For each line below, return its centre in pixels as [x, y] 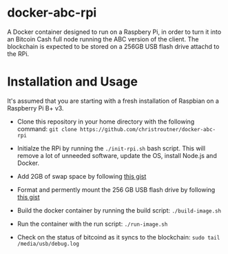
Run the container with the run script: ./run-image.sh [92, 224]
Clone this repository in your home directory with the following [106, 121]
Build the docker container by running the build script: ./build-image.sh [119, 210]
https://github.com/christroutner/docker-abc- [147, 129]
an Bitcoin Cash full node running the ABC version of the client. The [103, 39]
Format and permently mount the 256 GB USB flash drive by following [116, 189]
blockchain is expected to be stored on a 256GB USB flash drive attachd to [113, 46]
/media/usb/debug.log [48, 244]
